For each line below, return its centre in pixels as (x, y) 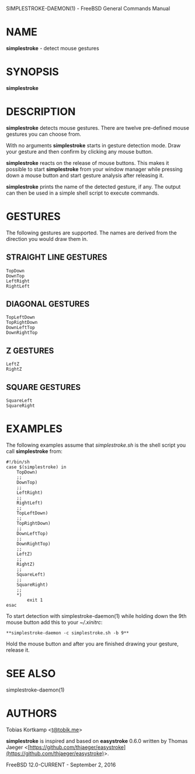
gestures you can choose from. (44, 134)
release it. (18, 650)
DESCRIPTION (41, 112)
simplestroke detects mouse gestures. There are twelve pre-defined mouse (98, 127)
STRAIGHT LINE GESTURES (57, 258)
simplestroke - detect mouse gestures (53, 48)
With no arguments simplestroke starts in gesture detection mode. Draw (93, 145)
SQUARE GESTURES (43, 387)
